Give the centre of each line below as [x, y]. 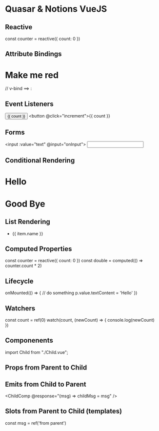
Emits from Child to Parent [46, 384]
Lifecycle [19, 281]
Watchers [20, 308]
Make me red [32, 75]
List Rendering [28, 222]
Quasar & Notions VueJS [56, 9]
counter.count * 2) [24, 266]
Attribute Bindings [33, 54]
